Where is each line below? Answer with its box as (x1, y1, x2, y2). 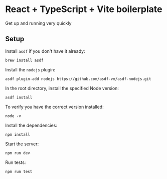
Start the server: (5, 141, 39, 147)
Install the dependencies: (5, 122, 58, 128)
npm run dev (5, 150, 30, 155)
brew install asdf (5, 58, 44, 63)
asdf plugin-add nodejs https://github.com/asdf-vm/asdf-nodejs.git (5, 76, 151, 81)
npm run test (5, 169, 33, 174)
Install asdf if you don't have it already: (5, 48, 85, 54)
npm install (5, 132, 30, 137)
